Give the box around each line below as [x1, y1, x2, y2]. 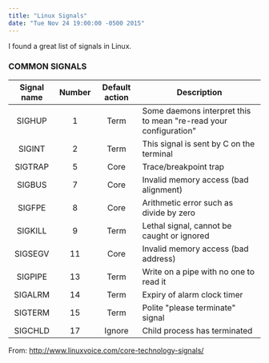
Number [58, 86, 91, 98]
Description [176, 86, 223, 98]
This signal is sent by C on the [142, 138, 255, 149]
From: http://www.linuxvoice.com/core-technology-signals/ [8, 345, 204, 355]
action [103, 91, 130, 102]
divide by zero [142, 207, 196, 218]
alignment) [142, 184, 183, 195]
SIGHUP [16, 115, 48, 126]
